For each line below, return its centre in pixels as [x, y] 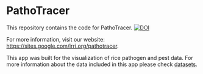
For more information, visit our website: [55, 39]
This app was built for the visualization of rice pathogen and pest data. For [100, 57]
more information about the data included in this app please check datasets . [102, 64]
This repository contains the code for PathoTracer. [69, 28]
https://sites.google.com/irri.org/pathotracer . [62, 46]
